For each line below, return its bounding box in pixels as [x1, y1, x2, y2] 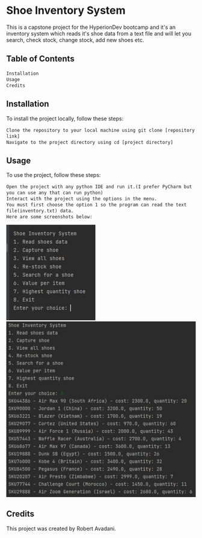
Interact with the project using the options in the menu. [6, 196, 158, 202]
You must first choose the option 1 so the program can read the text [6, 202, 187, 208]
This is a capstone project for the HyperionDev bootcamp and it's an [6, 23, 176, 31]
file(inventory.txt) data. [6, 208, 74, 214]
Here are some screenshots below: [6, 214, 93, 220]
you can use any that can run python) [6, 190, 103, 196]
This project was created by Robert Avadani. [6, 525, 116, 532]
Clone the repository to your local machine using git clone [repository [6, 127, 195, 133]
